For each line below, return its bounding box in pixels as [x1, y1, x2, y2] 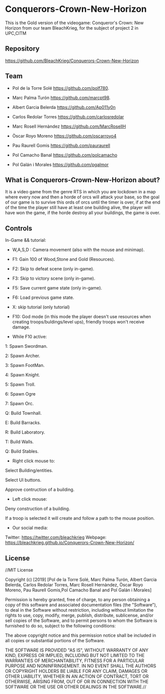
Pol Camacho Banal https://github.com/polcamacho [12, 152, 117, 158]
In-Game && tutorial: [5, 237, 46, 243]
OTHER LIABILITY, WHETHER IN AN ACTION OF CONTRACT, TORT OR [5, 673, 149, 679]
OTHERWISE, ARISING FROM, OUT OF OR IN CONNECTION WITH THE [5, 679, 149, 684]
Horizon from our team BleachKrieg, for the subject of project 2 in [5, 25, 139, 31]
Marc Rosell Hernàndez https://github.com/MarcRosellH [12, 123, 126, 129]
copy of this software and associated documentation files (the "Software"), [5, 602, 158, 608]
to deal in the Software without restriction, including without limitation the [5, 607, 154, 613]
